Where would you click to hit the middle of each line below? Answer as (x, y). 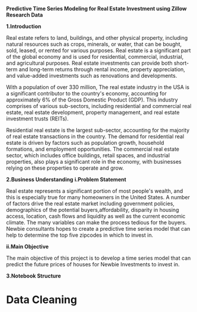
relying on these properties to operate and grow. (65, 168)
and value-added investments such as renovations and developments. (92, 76)
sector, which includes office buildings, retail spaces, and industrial (88, 155)
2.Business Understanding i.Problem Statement (66, 179)
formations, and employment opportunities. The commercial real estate (93, 149)
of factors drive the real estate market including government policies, (90, 203)
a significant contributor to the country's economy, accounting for (86, 93)
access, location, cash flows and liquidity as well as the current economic (96, 216)
